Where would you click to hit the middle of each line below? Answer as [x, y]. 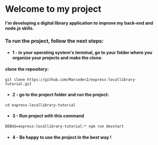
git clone [15, 80]
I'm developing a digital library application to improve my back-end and [79, 23]
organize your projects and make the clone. [57, 58]
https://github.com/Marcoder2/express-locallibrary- [82, 80]
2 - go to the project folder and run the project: [61, 95]
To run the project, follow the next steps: [54, 41]
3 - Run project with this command [48, 116]
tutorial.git [18, 84]
